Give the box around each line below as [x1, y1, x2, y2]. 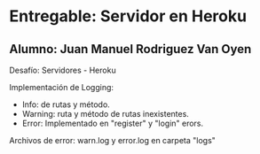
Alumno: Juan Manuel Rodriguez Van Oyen [9, 42, 252, 57]
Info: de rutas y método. [21, 99, 111, 110]
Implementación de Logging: [9, 82, 114, 92]
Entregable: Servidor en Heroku [9, 6, 247, 27]
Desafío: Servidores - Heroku [9, 65, 117, 75]
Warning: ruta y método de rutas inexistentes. [21, 109, 189, 119]
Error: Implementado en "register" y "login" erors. [21, 118, 204, 128]
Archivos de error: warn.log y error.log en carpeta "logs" [9, 135, 216, 145]
